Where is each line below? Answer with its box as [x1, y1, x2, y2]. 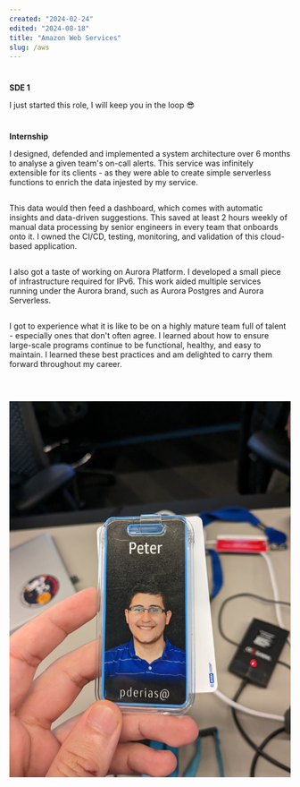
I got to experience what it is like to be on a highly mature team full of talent [9, 321, 287, 331]
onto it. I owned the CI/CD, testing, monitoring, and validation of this [9, 231, 259, 242]
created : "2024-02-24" [9, 14, 94, 23]
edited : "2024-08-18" [9, 23, 90, 33]
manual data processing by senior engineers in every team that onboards [9, 222, 279, 233]
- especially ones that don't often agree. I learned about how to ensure [9, 330, 270, 341]
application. [34, 241, 78, 252]
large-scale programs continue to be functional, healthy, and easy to [9, 340, 262, 351]
